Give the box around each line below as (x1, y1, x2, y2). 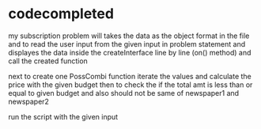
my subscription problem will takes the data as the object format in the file (8, 31, 250, 40)
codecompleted (8, 5, 115, 23)
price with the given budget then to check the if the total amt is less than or (8, 80, 253, 89)
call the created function (8, 56, 89, 66)
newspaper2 (8, 97, 50, 106)
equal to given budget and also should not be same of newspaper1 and (8, 88, 240, 97)
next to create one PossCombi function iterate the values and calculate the (8, 71, 252, 81)
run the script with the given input (8, 112, 119, 121)
